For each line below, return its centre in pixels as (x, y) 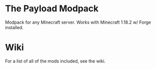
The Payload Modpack (52, 9)
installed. (14, 27)
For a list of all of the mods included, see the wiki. (55, 61)
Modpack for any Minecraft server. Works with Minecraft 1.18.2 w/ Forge (78, 22)
